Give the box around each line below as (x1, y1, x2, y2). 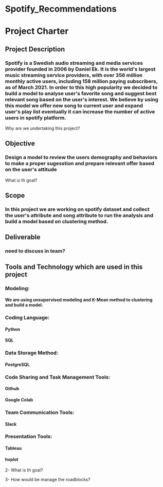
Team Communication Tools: (5, 409, 74, 415)
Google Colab (5, 397, 33, 403)
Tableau (5, 445, 22, 451)
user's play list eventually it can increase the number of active (5, 108, 155, 115)
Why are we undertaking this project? (5, 126, 80, 131)
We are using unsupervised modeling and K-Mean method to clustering (5, 297, 153, 303)
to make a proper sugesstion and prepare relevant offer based (5, 160, 155, 167)
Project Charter (5, 26, 69, 37)
